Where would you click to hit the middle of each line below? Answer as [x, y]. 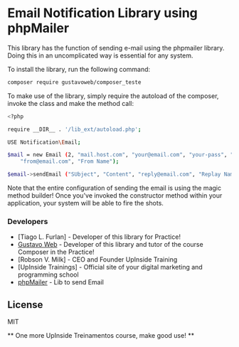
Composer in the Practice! [56, 252]
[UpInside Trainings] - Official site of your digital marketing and [110, 267]
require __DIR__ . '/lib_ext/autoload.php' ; [74, 129]
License [25, 305]
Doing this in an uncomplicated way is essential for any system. [100, 55]
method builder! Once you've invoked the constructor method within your [115, 196]
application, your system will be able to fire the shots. [85, 203]
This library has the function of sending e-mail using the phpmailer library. [116, 48]
